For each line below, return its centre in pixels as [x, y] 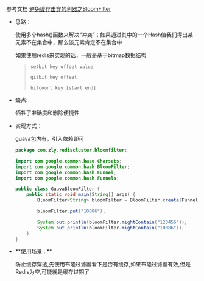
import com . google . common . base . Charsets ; [69, 161]
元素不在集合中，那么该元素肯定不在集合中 [69, 42]
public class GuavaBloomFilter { [58, 189]
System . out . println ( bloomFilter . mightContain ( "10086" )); [111, 228]
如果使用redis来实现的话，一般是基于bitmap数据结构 [81, 55]
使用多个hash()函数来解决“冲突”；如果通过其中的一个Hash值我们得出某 [104, 35]
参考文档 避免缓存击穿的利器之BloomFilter [59, 9]
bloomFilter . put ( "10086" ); [72, 211]
